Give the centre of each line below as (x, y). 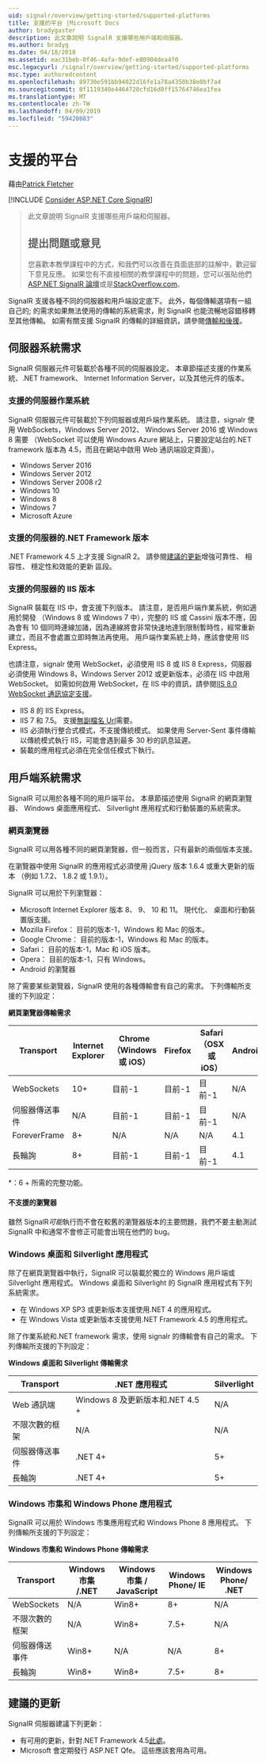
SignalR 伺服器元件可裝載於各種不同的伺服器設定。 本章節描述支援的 (120, 369)
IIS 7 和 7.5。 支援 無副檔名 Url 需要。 (78, 720)
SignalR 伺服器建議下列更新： (56, 1724)
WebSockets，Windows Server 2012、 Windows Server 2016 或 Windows (137, 430)
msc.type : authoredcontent (53, 75)
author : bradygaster (42, 30)
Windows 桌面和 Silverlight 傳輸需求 (68, 1363)
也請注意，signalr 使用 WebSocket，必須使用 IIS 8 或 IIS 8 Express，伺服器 (130, 664)
